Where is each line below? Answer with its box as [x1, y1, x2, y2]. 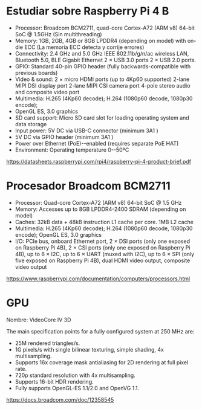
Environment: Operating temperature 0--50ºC [15, 146, 129, 153]
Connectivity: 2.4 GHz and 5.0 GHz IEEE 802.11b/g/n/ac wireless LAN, [15, 50, 189, 57]
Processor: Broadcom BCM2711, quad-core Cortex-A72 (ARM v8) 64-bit [15, 24, 195, 31]
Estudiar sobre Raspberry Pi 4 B [6, 4, 169, 18]
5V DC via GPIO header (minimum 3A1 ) [15, 133, 114, 140]
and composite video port [15, 88, 80, 95]
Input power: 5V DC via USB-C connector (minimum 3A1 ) [15, 127, 158, 134]
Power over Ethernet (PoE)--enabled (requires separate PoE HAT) [15, 140, 179, 147]
